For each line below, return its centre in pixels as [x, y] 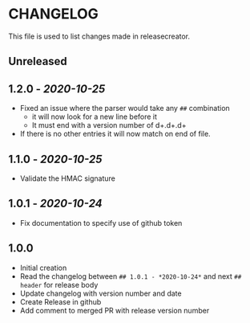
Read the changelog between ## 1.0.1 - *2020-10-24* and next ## [131, 276]
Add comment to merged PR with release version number [115, 310]
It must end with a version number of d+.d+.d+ [109, 125]
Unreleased [38, 61]
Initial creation [43, 268]
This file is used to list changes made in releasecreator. [99, 36]
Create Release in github [60, 301]
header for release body [59, 284]
